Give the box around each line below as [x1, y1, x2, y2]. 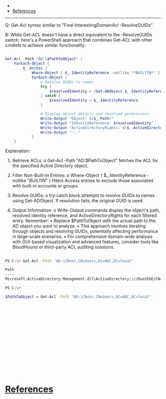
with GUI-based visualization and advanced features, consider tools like [12, 239, 159, 245]
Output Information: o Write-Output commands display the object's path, [12, 207, 161, 213]
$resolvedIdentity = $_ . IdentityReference [49, 98, 138, 103]
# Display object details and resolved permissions [40, 112, 149, 117]
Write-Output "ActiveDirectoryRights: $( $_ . [40, 125, 134, 130]
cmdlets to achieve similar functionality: [5, 43, 86, 48]
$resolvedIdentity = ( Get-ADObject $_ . [49, 89, 132, 94]
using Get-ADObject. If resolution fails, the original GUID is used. [12, 198, 144, 204]
